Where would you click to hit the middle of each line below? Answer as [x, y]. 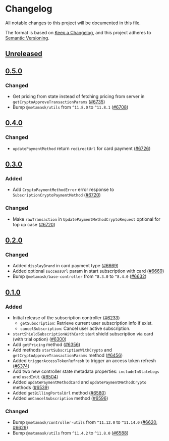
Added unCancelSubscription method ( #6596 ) [60, 398]
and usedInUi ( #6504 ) [35, 377]
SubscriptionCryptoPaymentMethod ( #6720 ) [57, 195]
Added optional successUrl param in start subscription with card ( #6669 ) [88, 271]
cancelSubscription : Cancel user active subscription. [75, 328]
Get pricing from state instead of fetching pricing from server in [78, 96]
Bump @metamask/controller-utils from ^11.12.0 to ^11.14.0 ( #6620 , [85, 422]
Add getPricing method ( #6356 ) [46, 345]
